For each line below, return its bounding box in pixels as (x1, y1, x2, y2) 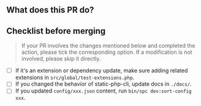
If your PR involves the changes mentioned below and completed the (21, 42, 195, 50)
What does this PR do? (6, 5, 94, 15)
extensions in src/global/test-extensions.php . (15, 74, 135, 81)
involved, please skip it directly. (21, 55, 101, 62)
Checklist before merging (6, 26, 106, 36)
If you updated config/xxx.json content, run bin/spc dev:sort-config (15, 87, 192, 94)
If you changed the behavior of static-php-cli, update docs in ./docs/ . (15, 80, 192, 88)
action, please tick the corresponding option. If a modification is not (21, 48, 192, 56)
